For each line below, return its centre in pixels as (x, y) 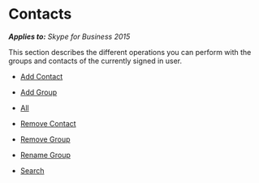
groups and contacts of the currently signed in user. (95, 61)
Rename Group (45, 155)
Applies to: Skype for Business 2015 (69, 36)
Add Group (39, 92)
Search (32, 170)
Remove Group (45, 139)
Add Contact (41, 76)
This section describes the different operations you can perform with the (130, 52)
